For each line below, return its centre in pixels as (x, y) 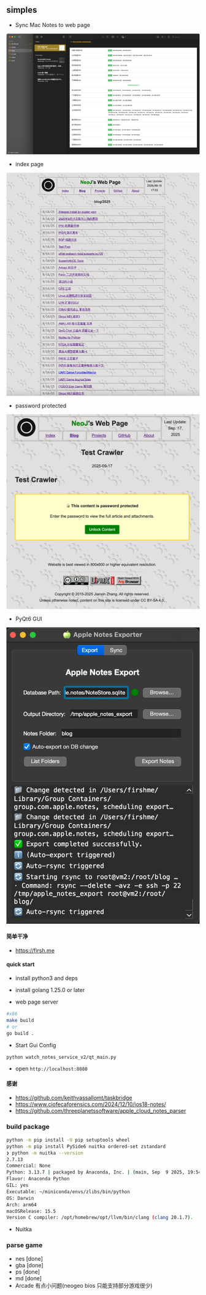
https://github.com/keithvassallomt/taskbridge (74, 1097)
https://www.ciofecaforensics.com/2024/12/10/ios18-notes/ (91, 1104)
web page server (36, 1002)
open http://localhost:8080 (51, 1069)
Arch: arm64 (21, 1205)
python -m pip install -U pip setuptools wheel (68, 1140)
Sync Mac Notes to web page (53, 25)
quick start (21, 964)
